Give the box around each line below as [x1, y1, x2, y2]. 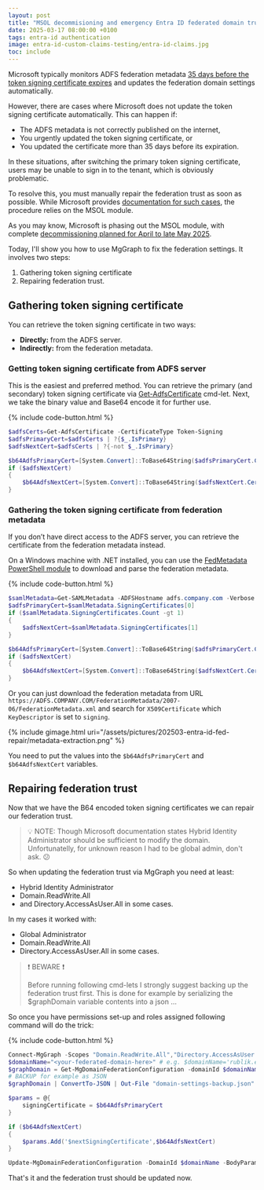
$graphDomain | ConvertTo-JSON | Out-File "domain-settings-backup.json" [8, 1080, 255, 1088]
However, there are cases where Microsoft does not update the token [8, 101, 233, 111]
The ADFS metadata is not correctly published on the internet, [19, 125, 221, 134]
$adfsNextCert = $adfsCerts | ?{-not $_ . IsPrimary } [8, 442, 174, 450]
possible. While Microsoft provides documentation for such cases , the [8, 197, 235, 207]
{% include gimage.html [8, 727, 86, 737]
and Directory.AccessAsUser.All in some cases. [19, 899, 174, 908]
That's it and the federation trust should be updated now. [8, 1174, 192, 1183]
